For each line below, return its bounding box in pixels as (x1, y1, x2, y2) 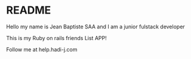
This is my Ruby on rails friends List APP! (6, 34, 107, 41)
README (6, 4, 51, 17)
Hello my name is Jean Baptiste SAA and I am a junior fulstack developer (6, 23, 185, 30)
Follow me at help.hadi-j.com (6, 45, 78, 53)
